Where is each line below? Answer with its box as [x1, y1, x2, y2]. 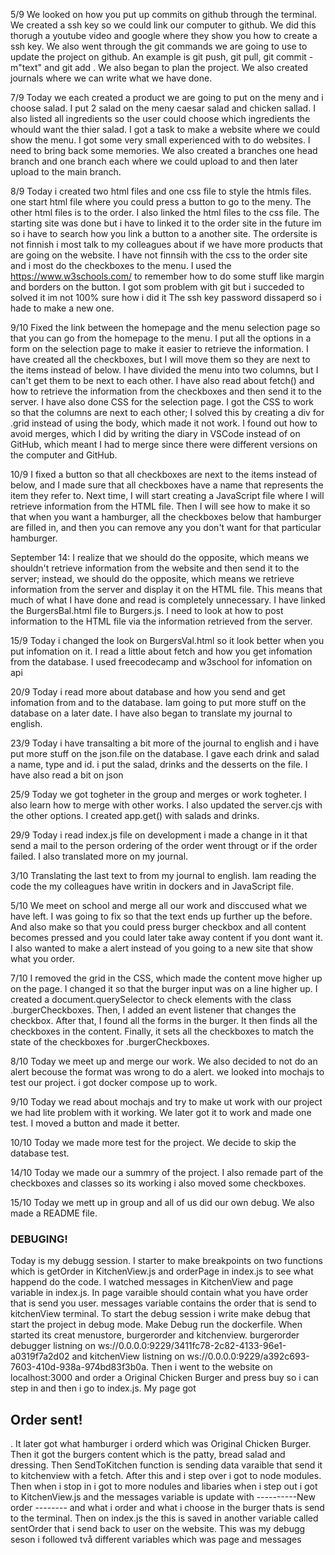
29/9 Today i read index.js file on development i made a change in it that [10, 829, 308, 841]
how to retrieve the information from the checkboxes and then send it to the [10, 385, 322, 397]
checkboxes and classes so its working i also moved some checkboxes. [10, 1177, 307, 1189]
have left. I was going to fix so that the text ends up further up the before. [10, 910, 313, 922]
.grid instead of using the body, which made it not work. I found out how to [10, 417, 318, 429]
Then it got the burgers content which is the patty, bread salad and [10, 1449, 286, 1461]
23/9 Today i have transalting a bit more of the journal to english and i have [10, 737, 320, 749]
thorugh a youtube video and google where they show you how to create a [10, 30, 318, 41]
